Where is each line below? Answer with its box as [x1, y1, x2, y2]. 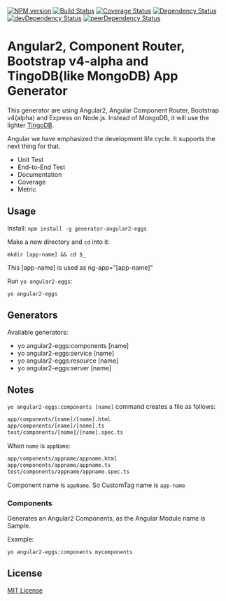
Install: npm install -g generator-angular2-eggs [7, 224, 147, 232]
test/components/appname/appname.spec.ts [7, 468, 130, 475]
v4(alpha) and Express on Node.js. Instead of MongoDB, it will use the [7, 113, 210, 122]
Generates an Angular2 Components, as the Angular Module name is [7, 514, 206, 522]
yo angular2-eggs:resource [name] [17, 356, 119, 365]
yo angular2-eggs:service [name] [17, 349, 114, 357]
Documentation [17, 170, 62, 178]
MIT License [7, 586, 43, 594]
